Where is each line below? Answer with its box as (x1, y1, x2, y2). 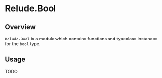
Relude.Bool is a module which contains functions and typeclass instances (5, 36, 158, 41)
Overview (5, 23, 36, 31)
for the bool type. (5, 41, 41, 47)
